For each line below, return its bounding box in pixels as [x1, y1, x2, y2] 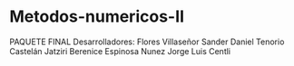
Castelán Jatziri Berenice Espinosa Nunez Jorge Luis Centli [9, 45, 231, 56]
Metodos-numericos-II [9, 6, 184, 27]
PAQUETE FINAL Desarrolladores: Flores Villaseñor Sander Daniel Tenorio [9, 36, 285, 47]
